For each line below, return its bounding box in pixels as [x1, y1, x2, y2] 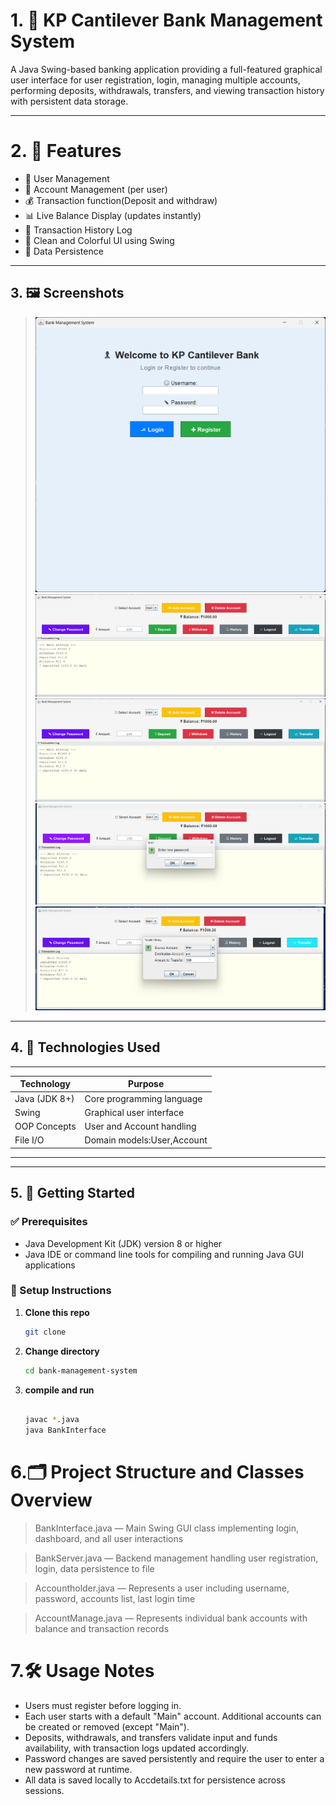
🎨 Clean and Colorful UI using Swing [24, 234, 175, 246]
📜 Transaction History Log [24, 224, 133, 236]
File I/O [14, 1134, 45, 1146]
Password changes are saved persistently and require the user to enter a [24, 1753, 325, 1765]
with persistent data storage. [10, 95, 129, 107]
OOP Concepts [14, 1120, 77, 1133]
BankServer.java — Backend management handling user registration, [34, 1552, 319, 1564]
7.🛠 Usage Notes [10, 1660, 155, 1683]
